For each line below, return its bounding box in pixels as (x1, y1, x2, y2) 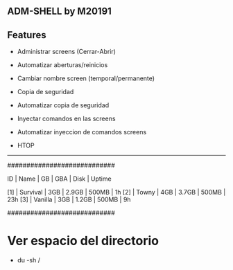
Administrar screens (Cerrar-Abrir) (17, 48, 116, 56)
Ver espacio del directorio (7, 233, 159, 249)
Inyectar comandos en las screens (17, 114, 116, 123)
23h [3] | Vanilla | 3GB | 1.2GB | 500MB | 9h (7, 195, 131, 204)
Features (7, 29, 46, 41)
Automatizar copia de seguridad (17, 101, 110, 109)
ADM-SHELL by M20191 (7, 6, 112, 17)
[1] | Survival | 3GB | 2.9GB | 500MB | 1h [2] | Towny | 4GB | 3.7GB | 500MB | (7, 188, 226, 197)
